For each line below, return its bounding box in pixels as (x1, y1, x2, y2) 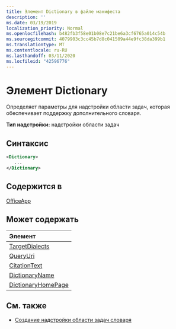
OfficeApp (6, 197, 31, 205)
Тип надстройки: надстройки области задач (6, 121, 120, 128)
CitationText (9, 261, 43, 270)
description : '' (6, 14, 46, 20)
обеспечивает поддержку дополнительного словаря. (6, 110, 142, 117)
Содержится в (6, 181, 62, 191)
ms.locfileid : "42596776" (6, 58, 70, 64)
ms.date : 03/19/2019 (6, 20, 57, 25)
